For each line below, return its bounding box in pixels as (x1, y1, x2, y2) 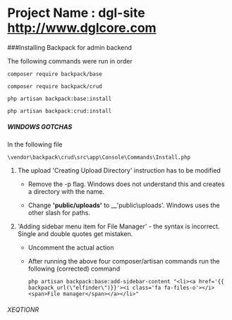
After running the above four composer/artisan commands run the (28, 257, 220, 265)
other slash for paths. (28, 208, 90, 216)
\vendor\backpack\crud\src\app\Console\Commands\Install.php (7, 154, 191, 161)
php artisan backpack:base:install (7, 95, 112, 102)
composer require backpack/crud (7, 82, 102, 90)
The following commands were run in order (7, 56, 133, 65)
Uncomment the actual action (28, 243, 114, 252)
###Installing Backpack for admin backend (7, 43, 133, 51)
